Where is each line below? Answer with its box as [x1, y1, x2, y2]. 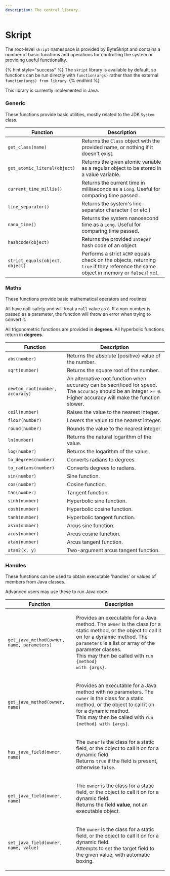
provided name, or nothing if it [81, 143, 153, 151]
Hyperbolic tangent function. [67, 514, 136, 521]
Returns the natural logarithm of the [67, 433, 152, 441]
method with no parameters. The [76, 688, 154, 696]
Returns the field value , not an [76, 801, 148, 809]
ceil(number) [8, 409, 39, 415]
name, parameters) [8, 642, 52, 648]
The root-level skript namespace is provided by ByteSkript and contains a [5, 46, 160, 52]
